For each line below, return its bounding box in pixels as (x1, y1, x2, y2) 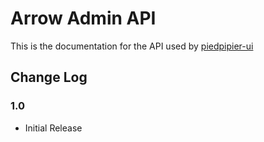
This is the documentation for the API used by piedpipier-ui (10, 40, 254, 52)
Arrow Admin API (10, 7, 157, 30)
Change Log (10, 69, 88, 86)
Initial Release (24, 122, 83, 134)
